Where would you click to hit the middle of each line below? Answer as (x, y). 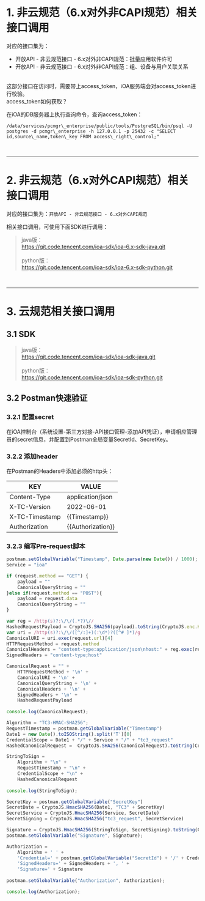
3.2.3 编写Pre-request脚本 (46, 546)
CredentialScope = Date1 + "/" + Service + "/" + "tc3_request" (90, 740)
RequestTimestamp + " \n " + (52, 768)
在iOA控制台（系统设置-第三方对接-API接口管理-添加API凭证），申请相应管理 (102, 431)
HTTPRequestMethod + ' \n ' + (53, 672)
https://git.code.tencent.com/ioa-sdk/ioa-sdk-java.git (88, 357)
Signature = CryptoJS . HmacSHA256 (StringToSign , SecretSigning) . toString (101, 830)
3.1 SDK (21, 334)
